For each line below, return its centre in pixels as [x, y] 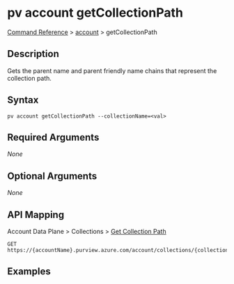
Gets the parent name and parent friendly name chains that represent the [112, 70]
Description [33, 54]
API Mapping [36, 215]
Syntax [23, 100]
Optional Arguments [52, 176]
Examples [29, 272]
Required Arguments [53, 137]
